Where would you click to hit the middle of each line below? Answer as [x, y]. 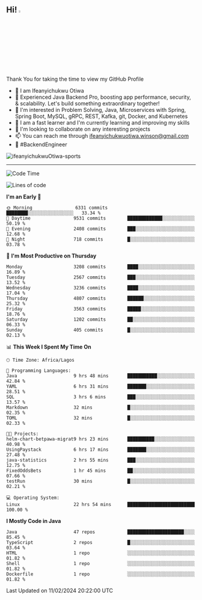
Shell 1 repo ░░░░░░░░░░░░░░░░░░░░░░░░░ [101, 563]
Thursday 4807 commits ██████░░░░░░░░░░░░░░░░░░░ [101, 298]
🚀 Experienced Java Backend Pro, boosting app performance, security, [103, 97]
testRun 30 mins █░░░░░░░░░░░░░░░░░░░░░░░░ [101, 481]
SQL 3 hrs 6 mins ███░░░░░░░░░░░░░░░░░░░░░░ [101, 397]
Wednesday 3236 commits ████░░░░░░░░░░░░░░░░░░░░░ [101, 288]
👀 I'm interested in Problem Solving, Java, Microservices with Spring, [100, 110]
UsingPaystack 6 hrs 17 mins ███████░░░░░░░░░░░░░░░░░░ [101, 450]
